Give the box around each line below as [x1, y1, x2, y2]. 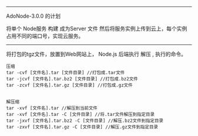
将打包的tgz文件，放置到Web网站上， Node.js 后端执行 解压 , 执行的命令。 [6, 51, 187, 57]
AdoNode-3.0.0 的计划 [6, 12, 61, 20]
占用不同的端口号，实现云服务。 [6, 33, 84, 39]
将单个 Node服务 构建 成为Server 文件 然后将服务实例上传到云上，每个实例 [6, 25, 187, 32]
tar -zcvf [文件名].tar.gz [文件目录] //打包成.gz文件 [6, 82, 133, 88]
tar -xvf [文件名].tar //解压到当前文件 [6, 105, 98, 111]
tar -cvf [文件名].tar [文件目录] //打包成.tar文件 [6, 70, 125, 76]
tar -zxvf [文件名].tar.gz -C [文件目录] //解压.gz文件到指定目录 [6, 124, 159, 130]
